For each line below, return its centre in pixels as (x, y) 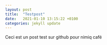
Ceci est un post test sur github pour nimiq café (53, 37)
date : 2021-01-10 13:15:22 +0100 (42, 19)
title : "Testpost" (25, 14)
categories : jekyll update (33, 23)
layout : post (18, 10)
